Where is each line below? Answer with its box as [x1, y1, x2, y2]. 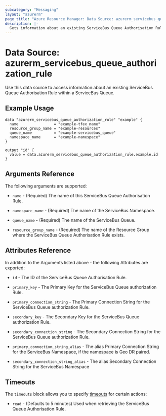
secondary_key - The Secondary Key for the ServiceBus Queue [12, 313, 140, 320]
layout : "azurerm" [5, 12, 43, 17]
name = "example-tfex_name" [9, 121, 100, 126]
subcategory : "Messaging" [5, 7, 58, 12]
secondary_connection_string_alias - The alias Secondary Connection [12, 358, 157, 364]
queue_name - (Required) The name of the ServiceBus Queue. [12, 217, 136, 223]
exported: [5, 265, 25, 271]
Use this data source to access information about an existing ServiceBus [5, 85, 153, 91]
